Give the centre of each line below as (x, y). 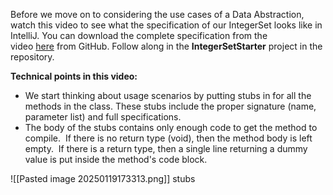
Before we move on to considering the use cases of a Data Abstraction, (157, 14)
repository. (32, 57)
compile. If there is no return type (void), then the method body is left (168, 138)
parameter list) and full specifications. (103, 117)
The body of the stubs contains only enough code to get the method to (171, 127)
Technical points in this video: (74, 76)
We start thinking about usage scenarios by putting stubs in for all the (168, 95)
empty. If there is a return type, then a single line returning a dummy (166, 148)
